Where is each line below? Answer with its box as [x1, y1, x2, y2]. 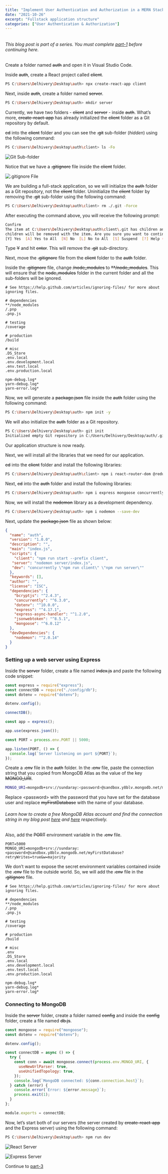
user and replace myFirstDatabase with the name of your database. [5, 800, 144, 806]
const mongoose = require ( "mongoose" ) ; [5, 1027, 88, 1033]
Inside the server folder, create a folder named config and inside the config [5, 1012, 160, 1018]
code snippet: [5, 673, 34, 679]
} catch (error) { [9, 1083, 48, 1088]
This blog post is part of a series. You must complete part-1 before [5, 41, 142, 47]
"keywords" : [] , [9, 574, 43, 579]
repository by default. [5, 120, 50, 126]
